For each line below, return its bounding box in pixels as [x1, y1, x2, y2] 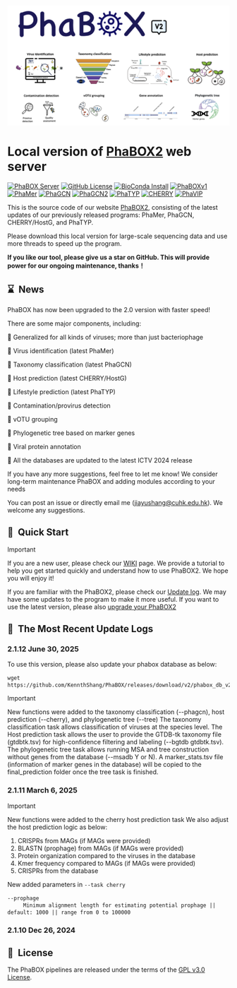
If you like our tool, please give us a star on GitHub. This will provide [7, 253, 210, 262]
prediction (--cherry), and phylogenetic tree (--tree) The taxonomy [7, 715, 202, 724]
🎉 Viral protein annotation [7, 442, 81, 451]
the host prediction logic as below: [7, 823, 108, 831]
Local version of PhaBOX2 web [7, 143, 192, 160]
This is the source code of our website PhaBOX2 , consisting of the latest [7, 203, 219, 212]
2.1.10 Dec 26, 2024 [7, 925, 76, 935]
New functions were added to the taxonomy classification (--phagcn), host [7, 708, 225, 716]
